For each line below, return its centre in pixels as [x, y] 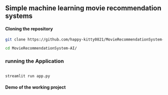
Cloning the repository [29, 28]
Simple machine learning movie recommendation [83, 8]
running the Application [34, 61]
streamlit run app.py [28, 76]
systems [19, 16]
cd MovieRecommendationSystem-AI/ [41, 48]
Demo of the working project [35, 87]
